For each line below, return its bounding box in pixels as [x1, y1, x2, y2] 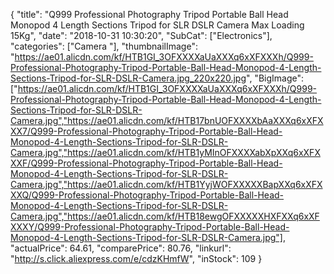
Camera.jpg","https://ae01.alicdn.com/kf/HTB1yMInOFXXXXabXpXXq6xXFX [10, 147, 321, 158]
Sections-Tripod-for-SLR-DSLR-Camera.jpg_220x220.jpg [10, 72, 247, 84]
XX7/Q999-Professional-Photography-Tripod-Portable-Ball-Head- [10, 125, 283, 137]
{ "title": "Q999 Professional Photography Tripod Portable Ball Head [10, 9, 289, 20]
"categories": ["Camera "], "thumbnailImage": [10, 40, 198, 52]
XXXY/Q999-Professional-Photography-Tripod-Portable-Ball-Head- [10, 221, 290, 233]
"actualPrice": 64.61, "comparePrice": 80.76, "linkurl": [10, 242, 232, 254]
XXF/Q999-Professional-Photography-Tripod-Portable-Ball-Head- [10, 157, 283, 169]
